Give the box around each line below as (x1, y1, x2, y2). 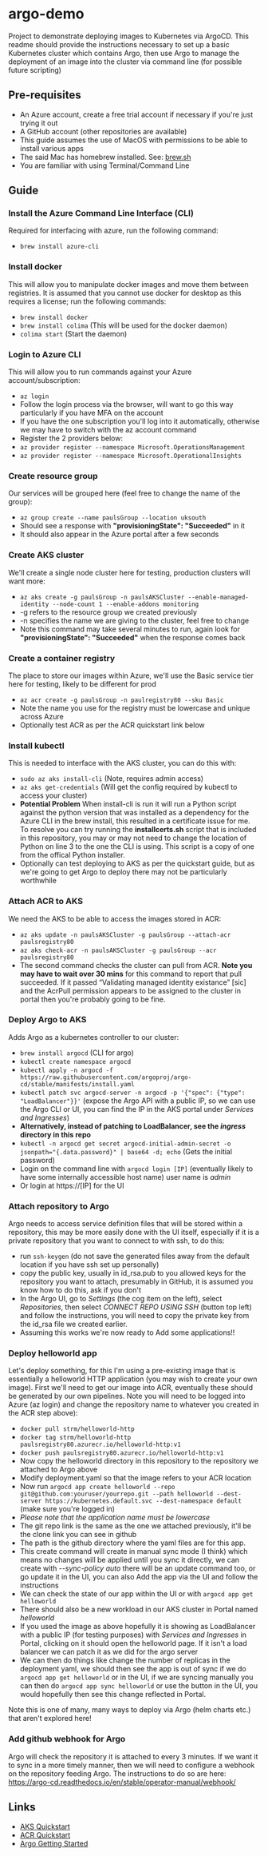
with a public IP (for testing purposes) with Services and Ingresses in (19, 1630, 247, 1639)
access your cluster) (19, 791, 88, 800)
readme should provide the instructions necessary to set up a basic (8, 39, 230, 49)
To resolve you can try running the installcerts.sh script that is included (19, 825, 257, 834)
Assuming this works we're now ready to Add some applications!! (19, 1328, 235, 1337)
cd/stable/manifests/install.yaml (19, 1080, 135, 1088)
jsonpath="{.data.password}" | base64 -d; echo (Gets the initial (19, 1146, 233, 1156)
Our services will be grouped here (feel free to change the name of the (8, 488, 241, 498)
